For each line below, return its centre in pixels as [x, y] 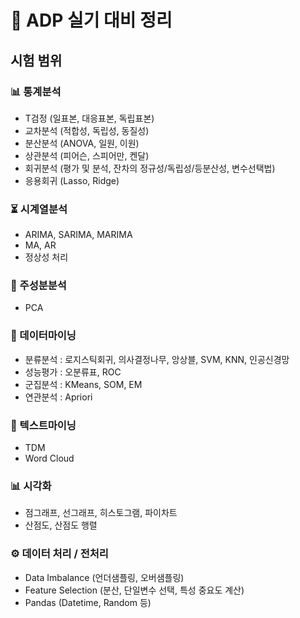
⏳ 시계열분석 [39, 209]
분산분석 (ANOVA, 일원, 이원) [82, 143]
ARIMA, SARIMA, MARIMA [78, 235]
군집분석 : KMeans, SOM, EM [83, 384]
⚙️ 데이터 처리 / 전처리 [59, 554]
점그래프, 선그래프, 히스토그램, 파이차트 [101, 513]
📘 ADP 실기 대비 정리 [91, 20]
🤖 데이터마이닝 [43, 336]
